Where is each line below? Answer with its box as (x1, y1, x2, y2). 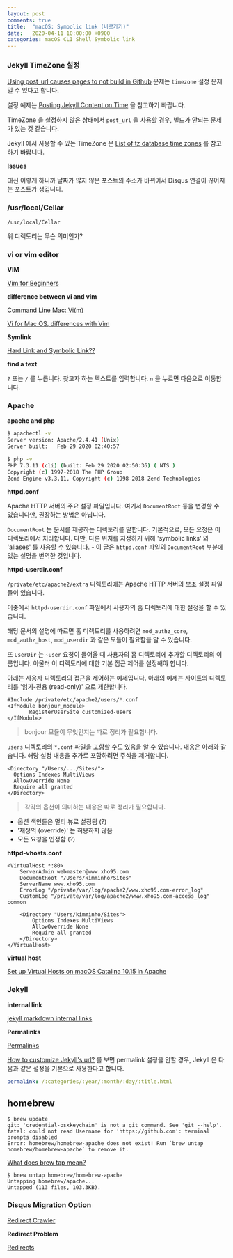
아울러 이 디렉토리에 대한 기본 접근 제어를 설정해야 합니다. (33, 659, 189, 667)
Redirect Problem (7, 1229, 59, 1238)
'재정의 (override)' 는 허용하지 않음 (17, 826, 113, 834)
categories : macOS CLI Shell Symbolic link (7, 36, 136, 43)
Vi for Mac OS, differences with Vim (7, 320, 110, 328)
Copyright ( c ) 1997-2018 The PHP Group (7, 468, 123, 476)
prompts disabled (7, 1134, 58, 1141)
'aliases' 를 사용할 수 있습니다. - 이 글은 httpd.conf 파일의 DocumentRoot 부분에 (7, 543, 224, 551)
